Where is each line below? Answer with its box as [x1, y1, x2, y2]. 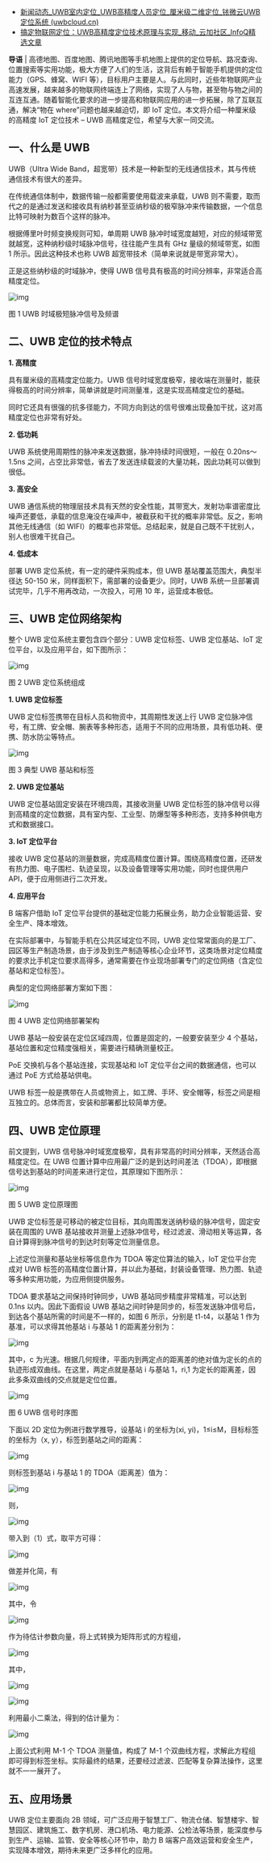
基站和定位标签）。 [8, 966, 69, 976]
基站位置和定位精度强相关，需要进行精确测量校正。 [8, 1043, 178, 1053]
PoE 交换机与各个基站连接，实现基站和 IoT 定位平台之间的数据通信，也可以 [8, 1061, 256, 1070]
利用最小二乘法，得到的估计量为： [8, 1713, 122, 1723]
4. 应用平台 [8, 891, 46, 901]
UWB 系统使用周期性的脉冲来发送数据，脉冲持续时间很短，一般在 [8, 447, 226, 456]
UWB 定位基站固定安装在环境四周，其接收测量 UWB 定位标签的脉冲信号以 [8, 799, 253, 809]
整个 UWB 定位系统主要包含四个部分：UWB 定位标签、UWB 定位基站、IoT [8, 635, 254, 645]
